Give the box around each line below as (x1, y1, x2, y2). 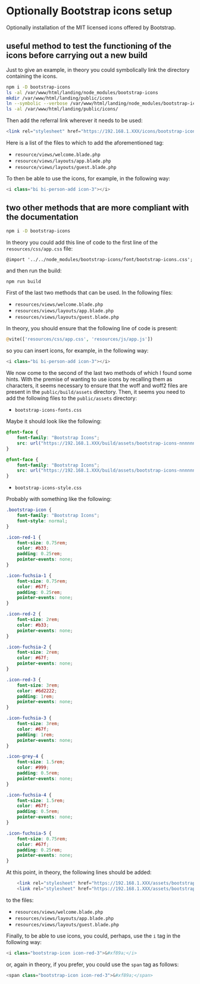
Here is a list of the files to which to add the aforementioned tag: (6, 139, 164, 146)
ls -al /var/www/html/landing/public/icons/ (6, 106, 118, 112)
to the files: (6, 897, 34, 904)
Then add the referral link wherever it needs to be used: (6, 117, 143, 124)
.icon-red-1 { (6, 534, 42, 540)
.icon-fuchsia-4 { (6, 792, 52, 798)
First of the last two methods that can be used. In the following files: (6, 289, 173, 296)
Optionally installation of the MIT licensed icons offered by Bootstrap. (6, 24, 176, 31)
